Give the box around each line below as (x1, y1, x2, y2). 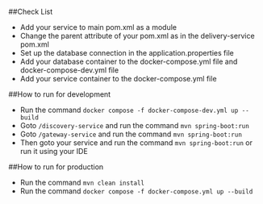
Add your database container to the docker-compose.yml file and (19, 56, 238, 66)
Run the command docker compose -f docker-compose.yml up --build (19, 186, 253, 196)
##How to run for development (8, 90, 111, 99)
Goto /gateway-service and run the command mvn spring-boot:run (19, 129, 242, 139)
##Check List (8, 7, 53, 16)
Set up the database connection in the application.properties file (19, 48, 234, 57)
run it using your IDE (19, 147, 89, 156)
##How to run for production (8, 162, 104, 172)
